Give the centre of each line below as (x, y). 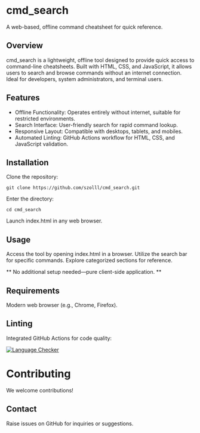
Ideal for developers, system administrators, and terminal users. (84, 79)
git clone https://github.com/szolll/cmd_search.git (73, 188)
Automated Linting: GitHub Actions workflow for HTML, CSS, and (95, 137)
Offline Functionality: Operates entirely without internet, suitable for (98, 112)
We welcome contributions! (40, 390)
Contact (21, 409)
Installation (27, 163)
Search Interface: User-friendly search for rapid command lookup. (96, 125)
